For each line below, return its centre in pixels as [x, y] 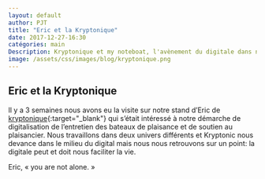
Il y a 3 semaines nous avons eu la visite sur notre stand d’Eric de [114, 110]
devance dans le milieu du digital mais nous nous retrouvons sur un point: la [131, 143]
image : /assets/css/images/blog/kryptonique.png [90, 60]
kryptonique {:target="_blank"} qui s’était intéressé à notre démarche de [125, 118]
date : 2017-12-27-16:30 [47, 37]
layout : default [35, 15]
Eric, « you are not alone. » [52, 166]
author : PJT [28, 23]
